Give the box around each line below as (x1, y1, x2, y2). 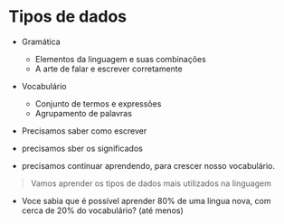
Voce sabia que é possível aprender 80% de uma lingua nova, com (21, 195, 271, 206)
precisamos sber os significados (21, 143, 144, 154)
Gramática (21, 36, 61, 47)
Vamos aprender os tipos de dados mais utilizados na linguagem (30, 178, 272, 189)
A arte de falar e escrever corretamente (34, 63, 183, 74)
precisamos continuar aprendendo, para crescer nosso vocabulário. (21, 160, 275, 171)
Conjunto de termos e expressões (34, 98, 162, 109)
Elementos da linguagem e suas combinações (34, 53, 207, 64)
